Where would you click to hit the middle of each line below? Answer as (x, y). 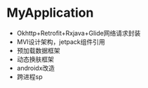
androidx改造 (36, 68)
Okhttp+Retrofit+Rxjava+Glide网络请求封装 (79, 33)
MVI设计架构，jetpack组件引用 (61, 42)
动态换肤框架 (35, 59)
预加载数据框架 (38, 50)
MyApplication (50, 13)
